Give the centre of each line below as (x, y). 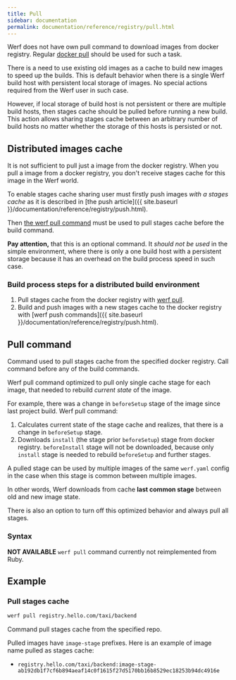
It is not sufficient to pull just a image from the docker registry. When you (113, 165)
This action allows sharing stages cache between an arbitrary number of (113, 119)
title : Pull (25, 14)
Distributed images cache (65, 149)
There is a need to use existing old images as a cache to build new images (115, 68)
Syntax (20, 536)
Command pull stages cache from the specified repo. (85, 629)
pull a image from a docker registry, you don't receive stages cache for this (116, 173)
